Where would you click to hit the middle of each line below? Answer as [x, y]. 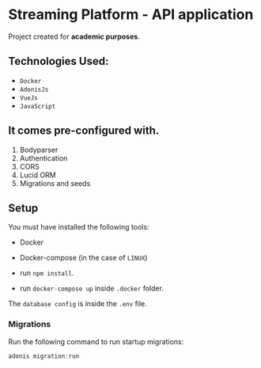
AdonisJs [34, 89]
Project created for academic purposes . [74, 36]
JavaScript [38, 106]
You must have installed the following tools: [79, 227]
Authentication [43, 158]
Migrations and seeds [55, 183]
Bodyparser [39, 150]
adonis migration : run [44, 356]
